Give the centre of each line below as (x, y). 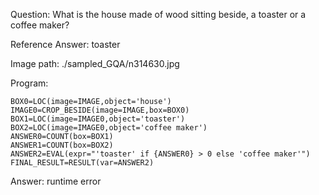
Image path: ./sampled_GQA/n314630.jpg (95, 63)
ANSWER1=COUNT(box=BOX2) (62, 145)
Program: (29, 83)
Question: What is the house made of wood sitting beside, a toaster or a (158, 14)
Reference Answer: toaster (65, 44)
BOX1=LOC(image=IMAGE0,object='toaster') (98, 119)
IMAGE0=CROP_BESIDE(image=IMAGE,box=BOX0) (100, 110)
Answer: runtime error (56, 181)
